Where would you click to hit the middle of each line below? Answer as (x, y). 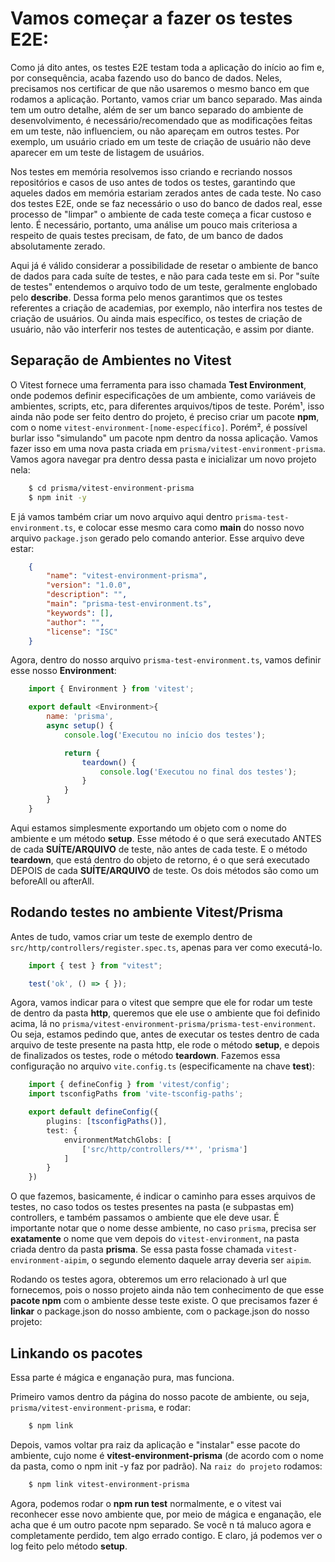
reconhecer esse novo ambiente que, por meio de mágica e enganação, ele (166, 1514)
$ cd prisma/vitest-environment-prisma (111, 488)
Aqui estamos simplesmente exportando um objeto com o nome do (149, 828)
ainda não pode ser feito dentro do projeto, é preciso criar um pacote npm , (165, 416)
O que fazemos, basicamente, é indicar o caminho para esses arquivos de (163, 1196)
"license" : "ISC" (82, 632)
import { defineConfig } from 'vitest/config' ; (129, 1085)
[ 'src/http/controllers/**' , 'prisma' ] (164, 1149)
